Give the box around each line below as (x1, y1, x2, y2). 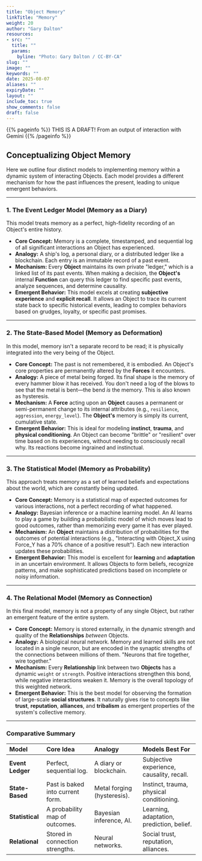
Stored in (46, 830, 72, 838)
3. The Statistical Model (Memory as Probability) (6, 465, 151, 473)
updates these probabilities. (14, 548, 84, 555)
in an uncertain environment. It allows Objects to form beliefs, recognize (14, 560, 194, 568)
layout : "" (6, 93, 34, 99)
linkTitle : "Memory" (6, 14, 58, 20)
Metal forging (94, 784, 132, 792)
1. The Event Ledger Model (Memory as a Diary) (6, 206, 147, 214)
